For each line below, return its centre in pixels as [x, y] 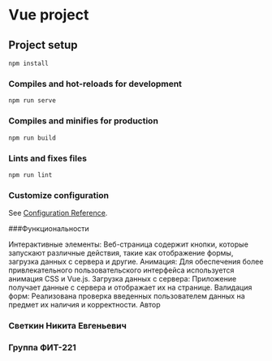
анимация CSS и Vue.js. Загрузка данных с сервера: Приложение [123, 279]
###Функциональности [49, 229]
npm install [28, 63]
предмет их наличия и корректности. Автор [84, 305]
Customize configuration [59, 195]
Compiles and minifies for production [83, 121]
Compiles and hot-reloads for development [95, 84]
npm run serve [32, 101]
